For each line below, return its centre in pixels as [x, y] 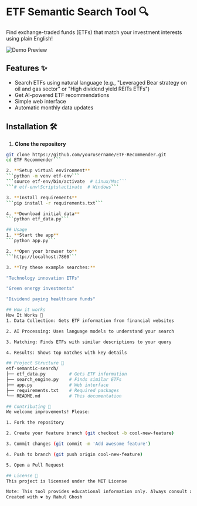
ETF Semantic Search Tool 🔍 [77, 12]
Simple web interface [40, 101]
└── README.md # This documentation [64, 396]
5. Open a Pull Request [35, 465]
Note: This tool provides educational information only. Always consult [97, 492]
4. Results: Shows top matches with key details [67, 353]
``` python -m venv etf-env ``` [43, 176]
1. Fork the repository [35, 423]
